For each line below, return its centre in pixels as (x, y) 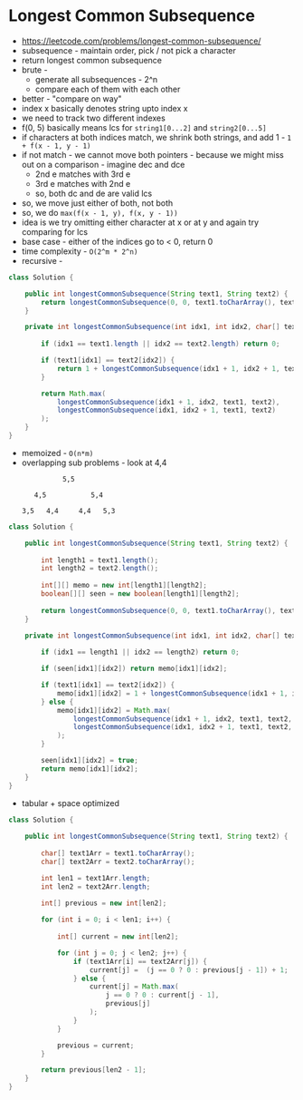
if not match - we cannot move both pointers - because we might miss (152, 154)
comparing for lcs (54, 231)
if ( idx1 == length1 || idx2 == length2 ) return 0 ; (141, 652)
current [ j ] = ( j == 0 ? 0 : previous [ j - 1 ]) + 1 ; (189, 970)
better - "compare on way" (72, 98)
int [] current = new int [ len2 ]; (118, 937)
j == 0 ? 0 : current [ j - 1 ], (162, 995)
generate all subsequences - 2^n (96, 79)
